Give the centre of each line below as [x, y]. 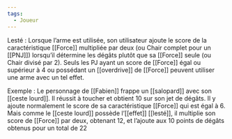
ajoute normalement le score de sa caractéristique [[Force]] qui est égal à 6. [116, 105]
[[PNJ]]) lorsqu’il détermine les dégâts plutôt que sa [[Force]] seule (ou [109, 55]
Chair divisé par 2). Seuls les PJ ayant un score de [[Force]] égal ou [104, 62]
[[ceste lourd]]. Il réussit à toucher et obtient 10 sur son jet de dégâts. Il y [111, 98]
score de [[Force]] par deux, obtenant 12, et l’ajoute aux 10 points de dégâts [116, 120]
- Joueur [26, 20]
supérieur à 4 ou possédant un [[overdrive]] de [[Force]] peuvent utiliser [111, 70]
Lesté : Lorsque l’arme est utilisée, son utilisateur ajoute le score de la [107, 40]
